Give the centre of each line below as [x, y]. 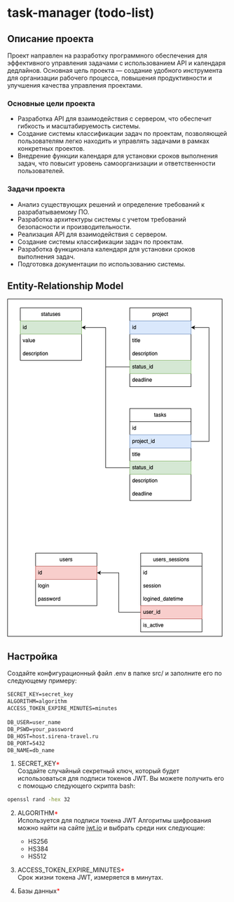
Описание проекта [50, 39]
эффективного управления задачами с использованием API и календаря [117, 63]
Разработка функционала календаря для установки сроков [106, 249]
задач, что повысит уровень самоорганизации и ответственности [116, 163]
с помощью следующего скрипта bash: [76, 786]
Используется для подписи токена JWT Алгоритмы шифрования [114, 821]
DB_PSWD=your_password [40, 730]
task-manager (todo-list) [81, 13]
